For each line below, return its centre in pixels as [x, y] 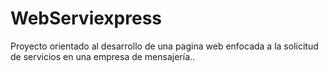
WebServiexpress [86, 18]
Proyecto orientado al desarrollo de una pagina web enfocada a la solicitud [164, 46]
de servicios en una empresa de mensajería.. [103, 56]
